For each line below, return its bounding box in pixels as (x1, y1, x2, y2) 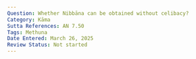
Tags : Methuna (7, 28, 48, 36)
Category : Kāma (7, 16, 51, 23)
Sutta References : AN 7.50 (7, 22, 85, 29)
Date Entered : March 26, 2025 (7, 35, 94, 42)
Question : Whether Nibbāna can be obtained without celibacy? (7, 9, 189, 17)
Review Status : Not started (7, 41, 88, 48)
